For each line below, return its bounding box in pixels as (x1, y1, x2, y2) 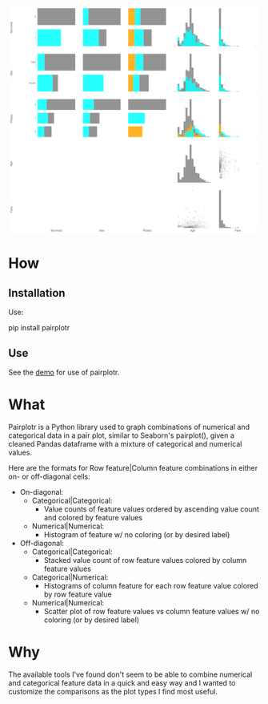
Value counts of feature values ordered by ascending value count (43, 504, 260, 514)
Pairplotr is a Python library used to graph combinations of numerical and (8, 422, 250, 431)
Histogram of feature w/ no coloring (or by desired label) (43, 529, 230, 539)
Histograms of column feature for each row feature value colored (43, 581, 258, 590)
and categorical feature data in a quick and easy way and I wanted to (8, 678, 236, 687)
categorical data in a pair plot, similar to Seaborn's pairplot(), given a (8, 431, 234, 440)
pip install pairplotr (8, 323, 70, 333)
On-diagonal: (19, 487, 64, 496)
